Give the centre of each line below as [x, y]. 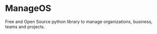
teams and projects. [25, 26]
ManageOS [28, 8]
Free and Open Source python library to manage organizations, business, [79, 22]
